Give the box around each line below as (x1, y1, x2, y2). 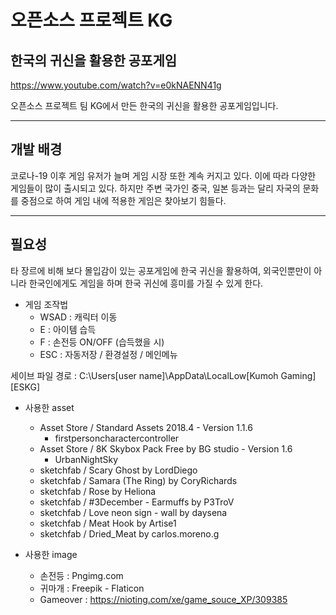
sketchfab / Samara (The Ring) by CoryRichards (39, 474, 238, 486)
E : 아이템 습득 (39, 323, 97, 335)
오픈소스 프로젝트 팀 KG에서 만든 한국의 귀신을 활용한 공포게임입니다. (10, 100, 279, 111)
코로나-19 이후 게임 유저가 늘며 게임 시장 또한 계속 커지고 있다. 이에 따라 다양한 (10, 169, 317, 181)
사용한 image (24, 548, 78, 560)
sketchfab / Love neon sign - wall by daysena (39, 506, 228, 518)
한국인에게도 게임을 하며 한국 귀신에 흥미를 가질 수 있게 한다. (28, 277, 264, 289)
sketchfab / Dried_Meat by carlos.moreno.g (39, 527, 220, 540)
